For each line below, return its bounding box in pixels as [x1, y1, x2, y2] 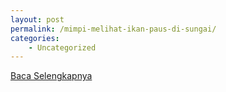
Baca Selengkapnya [10, 70, 93, 82]
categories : [10, 33, 60, 43]
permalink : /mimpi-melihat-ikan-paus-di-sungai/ [10, 24, 217, 34]
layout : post [10, 14, 65, 25]
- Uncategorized [28, 42, 97, 53]
